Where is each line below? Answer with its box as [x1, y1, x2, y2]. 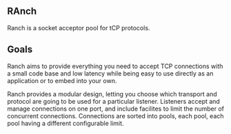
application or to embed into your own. [7, 76, 117, 85]
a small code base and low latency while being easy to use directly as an [7, 69, 214, 78]
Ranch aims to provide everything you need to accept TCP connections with [7, 62, 223, 70]
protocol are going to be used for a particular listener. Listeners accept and [7, 97, 221, 105]
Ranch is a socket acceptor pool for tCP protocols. [7, 23, 150, 32]
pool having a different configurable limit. [7, 119, 124, 127]
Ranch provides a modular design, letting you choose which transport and [7, 89, 217, 98]
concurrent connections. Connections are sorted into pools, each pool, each [7, 111, 224, 120]
